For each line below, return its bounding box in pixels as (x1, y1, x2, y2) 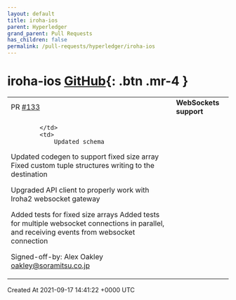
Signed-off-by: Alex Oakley (11, 252, 103, 261)
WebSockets (176, 98, 220, 107)
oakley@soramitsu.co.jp (11, 261, 90, 270)
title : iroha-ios (7, 17, 58, 24)
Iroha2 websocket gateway (11, 194, 100, 204)
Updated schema (53, 138, 105, 145)
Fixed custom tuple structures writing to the (11, 160, 155, 170)
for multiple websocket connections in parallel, (11, 219, 165, 228)
